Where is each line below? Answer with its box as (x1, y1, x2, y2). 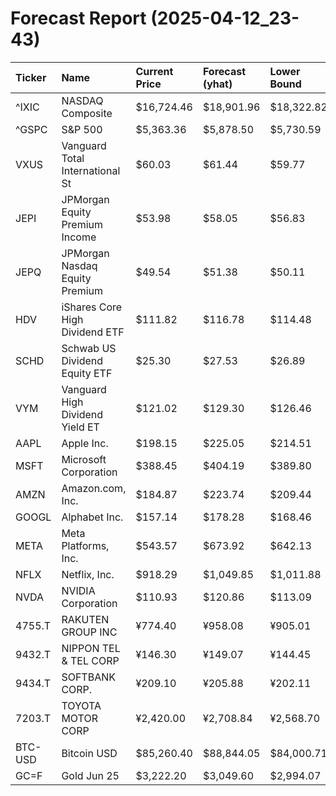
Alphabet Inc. (61, 510, 124, 524)
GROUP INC (61, 625, 118, 639)
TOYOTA (61, 698, 102, 712)
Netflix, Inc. (61, 567, 115, 581)
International (61, 163, 121, 177)
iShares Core (61, 300, 123, 314)
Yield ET (61, 420, 100, 434)
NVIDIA (61, 583, 96, 597)
